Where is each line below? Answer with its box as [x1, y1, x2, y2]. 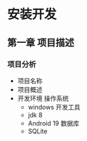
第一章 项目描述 [7, 36, 74, 48]
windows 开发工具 [27, 102, 81, 111]
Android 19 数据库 [27, 119, 79, 127]
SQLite [27, 127, 48, 135]
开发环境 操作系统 [17, 94, 69, 102]
